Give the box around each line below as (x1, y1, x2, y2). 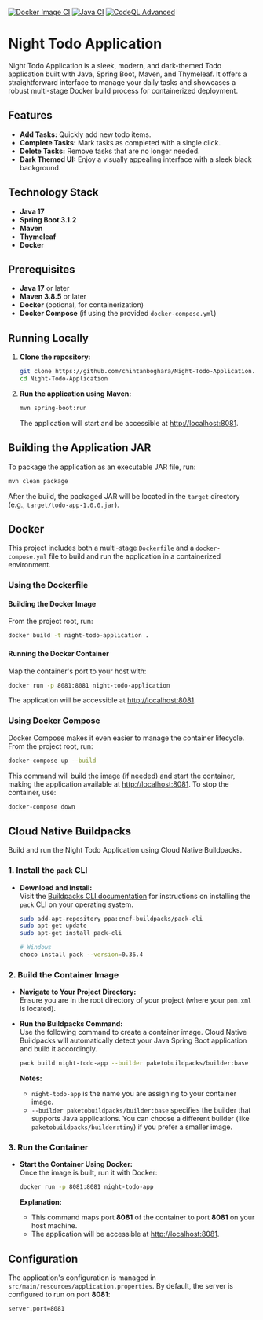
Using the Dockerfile (8, 580, 89, 591)
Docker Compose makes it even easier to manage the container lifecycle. (8, 733, 245, 742)
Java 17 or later (19, 284, 70, 293)
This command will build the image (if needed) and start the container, (8, 771, 236, 780)
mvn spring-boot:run (19, 404, 87, 412)
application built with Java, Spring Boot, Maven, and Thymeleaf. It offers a (8, 69, 247, 79)
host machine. (31, 1221, 78, 1230)
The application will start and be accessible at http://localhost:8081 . (19, 418, 239, 427)
